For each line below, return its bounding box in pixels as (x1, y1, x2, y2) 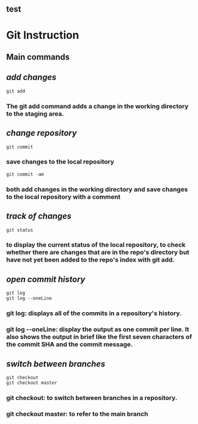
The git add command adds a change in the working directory (6, 102, 189, 110)
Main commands (6, 52, 70, 62)
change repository (6, 128, 77, 138)
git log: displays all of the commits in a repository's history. (6, 309, 182, 317)
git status (6, 227, 33, 233)
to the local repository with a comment (6, 192, 121, 201)
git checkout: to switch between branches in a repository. (6, 393, 178, 402)
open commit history (6, 274, 86, 284)
